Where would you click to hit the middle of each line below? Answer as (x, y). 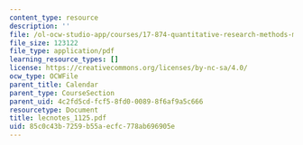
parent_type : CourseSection (62, 93)
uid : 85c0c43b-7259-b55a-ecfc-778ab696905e (92, 127)
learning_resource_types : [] (64, 59)
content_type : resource (54, 18)
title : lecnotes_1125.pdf (58, 118)
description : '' (40, 26)
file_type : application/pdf (62, 51)
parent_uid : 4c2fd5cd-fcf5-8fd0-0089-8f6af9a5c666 (106, 101)
